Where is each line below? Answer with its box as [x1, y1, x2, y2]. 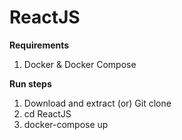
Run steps [9, 77, 52, 90]
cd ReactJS [23, 107, 72, 120]
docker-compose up [23, 118, 109, 130]
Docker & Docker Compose [23, 58, 137, 70]
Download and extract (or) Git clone [23, 97, 172, 109]
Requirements [9, 39, 70, 51]
